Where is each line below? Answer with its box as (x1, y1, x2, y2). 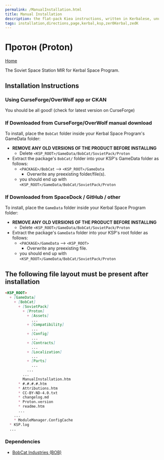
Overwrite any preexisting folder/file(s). (26, 171, 106, 177)
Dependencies (5, 438, 41, 445)
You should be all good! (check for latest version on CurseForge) (5, 107, 135, 113)
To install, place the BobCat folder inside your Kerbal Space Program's (5, 130, 145, 137)
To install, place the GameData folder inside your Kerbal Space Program (5, 205, 146, 210)
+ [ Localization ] (26, 350, 62, 355)
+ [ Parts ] (26, 358, 47, 364)
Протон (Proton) (5, 42, 73, 53)
